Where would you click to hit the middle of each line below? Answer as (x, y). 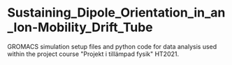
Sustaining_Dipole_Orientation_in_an (116, 13)
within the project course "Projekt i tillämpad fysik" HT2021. (93, 54)
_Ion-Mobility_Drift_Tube (80, 27)
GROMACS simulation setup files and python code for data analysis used (112, 46)
